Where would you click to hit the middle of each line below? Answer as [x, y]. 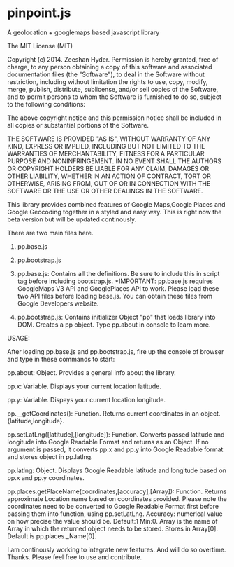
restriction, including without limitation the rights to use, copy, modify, [108, 81]
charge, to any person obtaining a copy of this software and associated [110, 67]
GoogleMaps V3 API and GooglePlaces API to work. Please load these [118, 288]
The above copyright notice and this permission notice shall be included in [114, 118]
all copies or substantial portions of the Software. [78, 125]
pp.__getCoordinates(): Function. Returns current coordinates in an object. [114, 413]
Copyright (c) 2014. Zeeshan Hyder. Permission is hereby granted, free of [113, 59]
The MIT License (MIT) [40, 46]
